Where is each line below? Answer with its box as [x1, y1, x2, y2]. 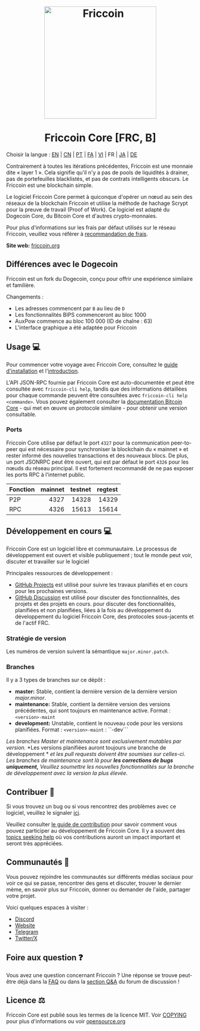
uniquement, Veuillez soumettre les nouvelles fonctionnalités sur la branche [6, 763, 195, 770]
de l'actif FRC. [14, 619, 50, 626]
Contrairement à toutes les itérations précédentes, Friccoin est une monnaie [6, 162, 193, 170]
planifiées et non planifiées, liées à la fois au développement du [14, 606, 171, 613]
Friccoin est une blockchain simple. [6, 182, 94, 189]
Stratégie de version [6, 634, 67, 642]
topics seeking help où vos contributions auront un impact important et [6, 833, 181, 841]
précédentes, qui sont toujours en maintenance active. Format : [14, 707, 171, 714]
